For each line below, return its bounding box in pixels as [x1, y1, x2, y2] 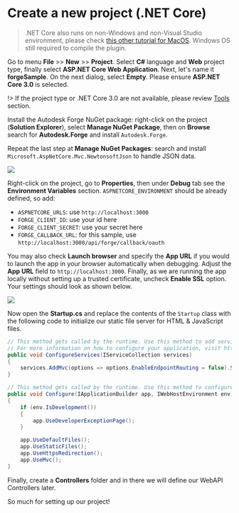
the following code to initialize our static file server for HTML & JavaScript [7, 317, 224, 325]
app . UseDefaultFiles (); [20, 436, 91, 444]
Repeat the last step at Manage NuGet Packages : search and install [7, 144, 206, 152]
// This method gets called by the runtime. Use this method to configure [7, 384, 234, 391]
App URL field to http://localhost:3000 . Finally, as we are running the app [7, 267, 227, 275]
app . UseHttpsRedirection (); [20, 450, 103, 457]
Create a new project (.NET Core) [7, 5, 207, 21]
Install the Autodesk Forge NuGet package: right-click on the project [7, 115, 208, 124]
